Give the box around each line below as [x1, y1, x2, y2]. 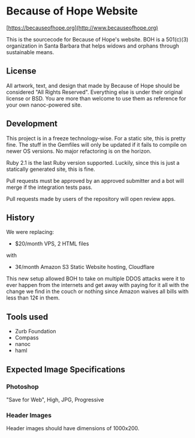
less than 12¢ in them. [6, 294, 60, 301]
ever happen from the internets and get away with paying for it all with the [6, 282, 189, 289]
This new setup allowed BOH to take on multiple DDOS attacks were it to [6, 275, 185, 282]
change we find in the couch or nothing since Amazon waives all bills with [6, 288, 189, 295]
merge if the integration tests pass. [6, 184, 93, 191]
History [6, 212, 35, 223]
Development [6, 119, 58, 129]
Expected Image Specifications [6, 364, 125, 374]
